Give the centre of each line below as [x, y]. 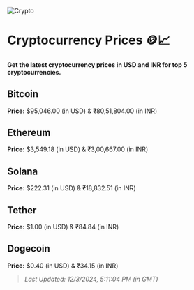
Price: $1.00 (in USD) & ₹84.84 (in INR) [63, 227]
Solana [23, 171]
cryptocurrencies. [34, 72]
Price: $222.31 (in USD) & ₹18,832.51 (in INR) [72, 188]
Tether [22, 210]
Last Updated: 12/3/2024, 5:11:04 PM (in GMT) [91, 279]
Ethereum [29, 132]
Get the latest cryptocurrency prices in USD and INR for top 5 [97, 64]
